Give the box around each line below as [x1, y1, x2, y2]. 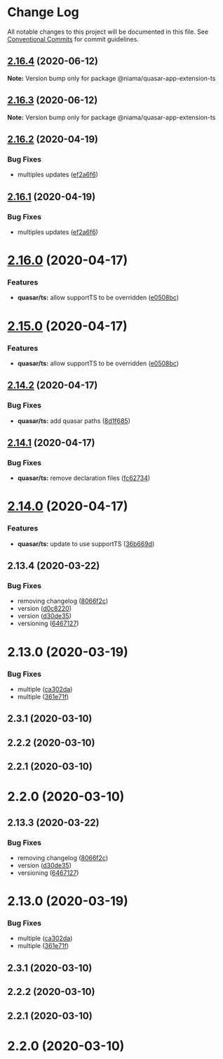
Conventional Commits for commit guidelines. [7, 34, 139, 43]
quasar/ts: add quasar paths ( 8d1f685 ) [17, 416, 131, 425]
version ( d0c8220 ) [17, 604, 72, 613]
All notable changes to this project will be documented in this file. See [7, 27, 209, 36]
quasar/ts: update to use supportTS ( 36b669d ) [17, 539, 155, 548]
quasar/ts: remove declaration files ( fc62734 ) [17, 474, 151, 482]
